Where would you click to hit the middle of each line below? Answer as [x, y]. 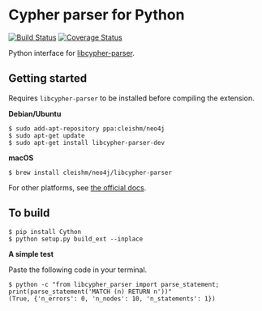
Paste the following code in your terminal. [78, 270]
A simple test [31, 253]
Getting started [48, 79]
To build [29, 213]
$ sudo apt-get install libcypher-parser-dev [86, 143]
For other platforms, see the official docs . [77, 187]
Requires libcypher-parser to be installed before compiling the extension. [132, 98]
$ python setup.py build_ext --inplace [76, 239]
